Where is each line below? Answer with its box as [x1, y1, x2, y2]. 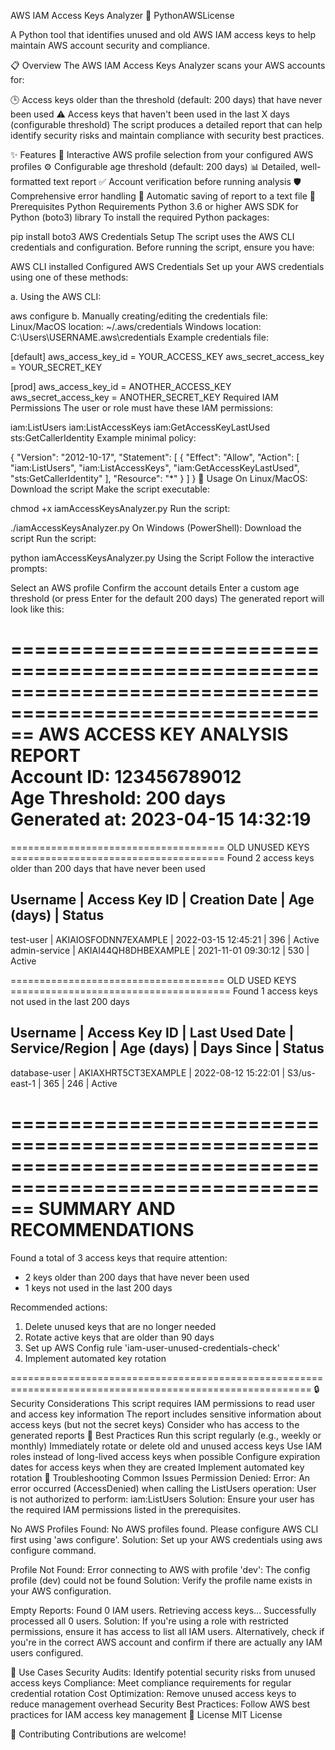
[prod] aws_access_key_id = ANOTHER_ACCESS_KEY [10, 381, 232, 392]
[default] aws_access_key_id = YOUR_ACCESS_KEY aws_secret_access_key [10, 351, 325, 362]
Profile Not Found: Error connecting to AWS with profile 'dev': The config [10, 1563, 311, 1575]
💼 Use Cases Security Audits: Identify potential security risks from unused [10, 1666, 316, 1678]
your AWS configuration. [10, 1585, 112, 1597]
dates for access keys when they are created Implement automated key [10, 1461, 305, 1473]
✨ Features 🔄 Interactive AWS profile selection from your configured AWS [10, 149, 314, 160]
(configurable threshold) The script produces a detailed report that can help [10, 119, 323, 130]
